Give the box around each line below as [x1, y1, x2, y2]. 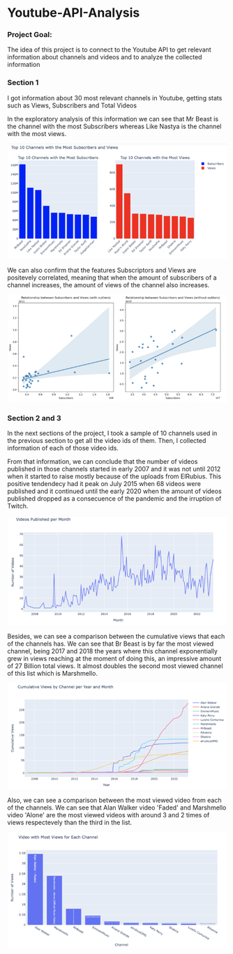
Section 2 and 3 [7, 414, 61, 423]
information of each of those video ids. [7, 444, 119, 453]
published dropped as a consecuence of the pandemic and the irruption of [7, 494, 222, 503]
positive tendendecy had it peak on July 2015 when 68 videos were [7, 480, 201, 488]
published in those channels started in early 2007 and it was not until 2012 [7, 465, 221, 474]
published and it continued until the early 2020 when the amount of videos [7, 487, 222, 496]
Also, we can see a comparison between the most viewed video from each [7, 796, 222, 804]
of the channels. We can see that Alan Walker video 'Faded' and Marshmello [7, 803, 227, 812]
